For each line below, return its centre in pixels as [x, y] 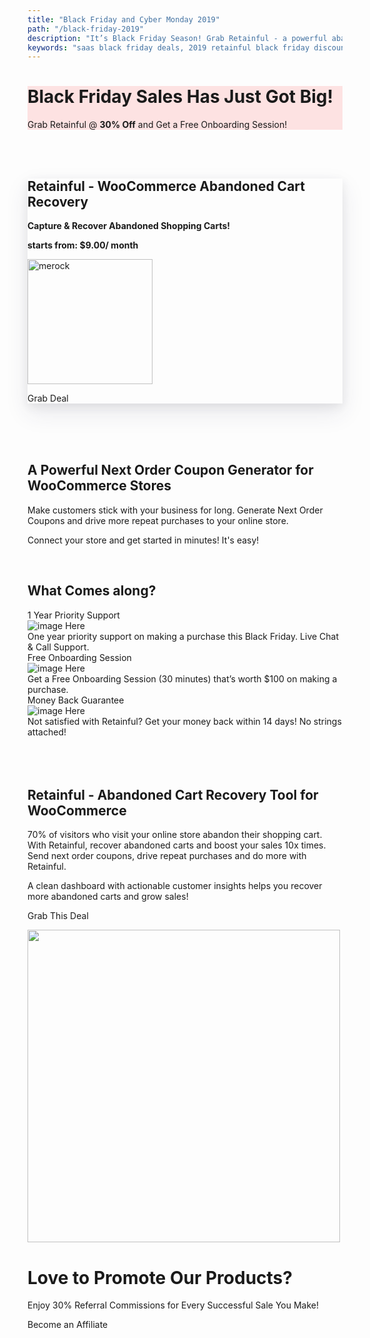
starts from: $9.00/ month [83, 245]
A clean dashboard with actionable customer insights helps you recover [175, 886]
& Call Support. [58, 647]
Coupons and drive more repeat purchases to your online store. [158, 520]
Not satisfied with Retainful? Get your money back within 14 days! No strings [184, 721]
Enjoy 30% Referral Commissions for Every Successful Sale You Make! [173, 1305]
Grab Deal [48, 398]
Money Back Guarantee [76, 700]
